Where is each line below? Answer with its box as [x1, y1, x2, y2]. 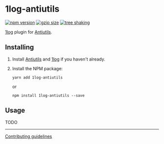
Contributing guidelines [5, 133, 52, 139]
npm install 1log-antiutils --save [12, 93, 85, 98]
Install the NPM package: [12, 65, 63, 71]
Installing [5, 43, 34, 52]
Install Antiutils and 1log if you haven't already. [12, 56, 105, 62]
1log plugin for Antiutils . [5, 29, 52, 35]
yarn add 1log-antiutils [12, 75, 63, 80]
